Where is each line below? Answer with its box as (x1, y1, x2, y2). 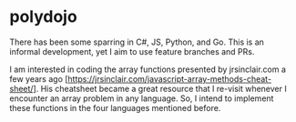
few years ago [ (9, 73, 68, 84)
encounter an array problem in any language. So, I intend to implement (9, 93, 274, 104)
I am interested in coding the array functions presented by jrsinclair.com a (9, 64, 287, 75)
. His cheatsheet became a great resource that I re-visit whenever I (36, 83, 287, 94)
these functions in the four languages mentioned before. (9, 102, 221, 113)
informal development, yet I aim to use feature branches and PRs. (9, 46, 255, 56)
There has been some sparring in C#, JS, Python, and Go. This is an (9, 36, 264, 47)
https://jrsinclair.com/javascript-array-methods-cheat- (67, 73, 271, 84)
